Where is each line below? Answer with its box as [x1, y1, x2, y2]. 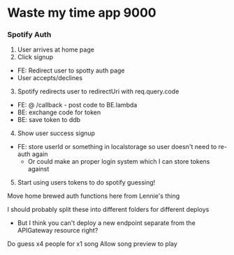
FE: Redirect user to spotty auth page [17, 66, 125, 75]
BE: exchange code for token [17, 108, 101, 116]
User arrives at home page [17, 45, 94, 54]
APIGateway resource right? [17, 226, 98, 235]
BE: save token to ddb [17, 116, 81, 124]
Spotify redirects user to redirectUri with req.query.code [17, 87, 180, 95]
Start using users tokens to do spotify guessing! [17, 178, 156, 187]
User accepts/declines [17, 74, 82, 82]
